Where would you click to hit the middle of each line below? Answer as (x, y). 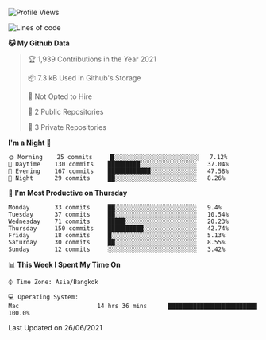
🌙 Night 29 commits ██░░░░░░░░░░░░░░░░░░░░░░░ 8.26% (117, 178)
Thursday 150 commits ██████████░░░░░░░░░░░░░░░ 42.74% (118, 229)
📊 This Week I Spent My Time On (64, 264)
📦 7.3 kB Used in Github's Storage (84, 78)
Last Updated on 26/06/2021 (56, 328)
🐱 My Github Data (39, 43)
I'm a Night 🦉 (30, 143)
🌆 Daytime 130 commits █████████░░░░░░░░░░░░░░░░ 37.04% (118, 164)
